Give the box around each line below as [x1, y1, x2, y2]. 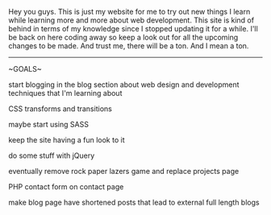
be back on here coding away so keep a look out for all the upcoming [8, 32, 239, 42]
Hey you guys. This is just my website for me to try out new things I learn [8, 7, 251, 16]
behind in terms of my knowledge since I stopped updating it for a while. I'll [8, 24, 258, 33]
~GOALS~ [8, 64, 42, 73]
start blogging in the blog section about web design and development [8, 80, 240, 89]
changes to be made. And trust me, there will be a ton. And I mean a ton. [8, 41, 249, 51]
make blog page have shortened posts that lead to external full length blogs [8, 197, 260, 207]
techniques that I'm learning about [8, 89, 123, 97]
